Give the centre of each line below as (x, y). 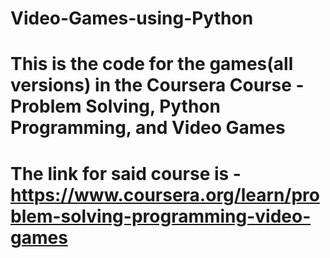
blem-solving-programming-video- (161, 216)
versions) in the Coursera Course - (157, 85)
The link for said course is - (126, 173)
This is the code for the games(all (152, 64)
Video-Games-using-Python (132, 18)
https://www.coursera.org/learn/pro (165, 194)
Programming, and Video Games (148, 128)
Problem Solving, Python (115, 106)
